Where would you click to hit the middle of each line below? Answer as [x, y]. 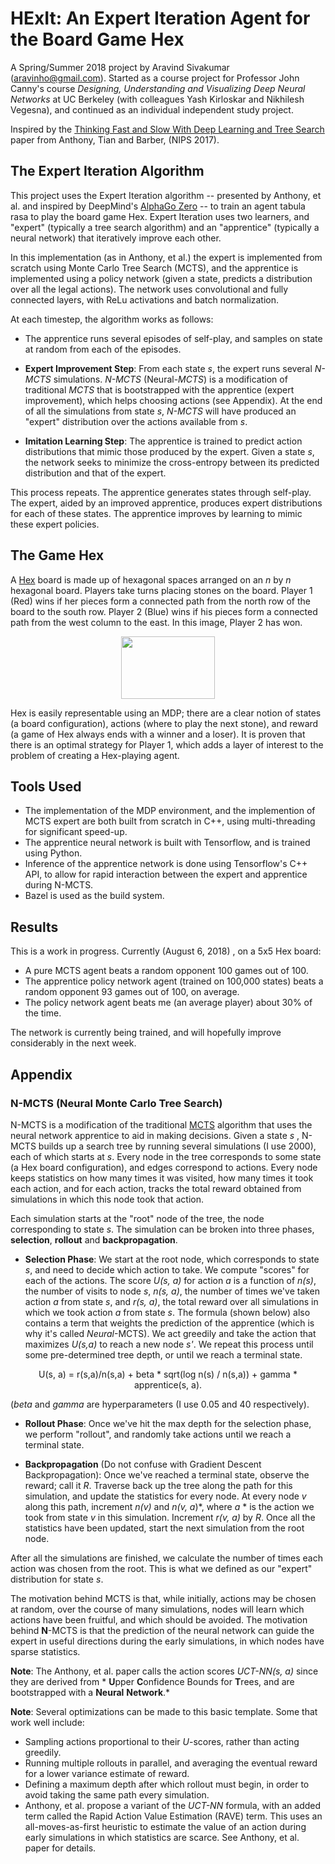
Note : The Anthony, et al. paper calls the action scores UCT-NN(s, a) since [164, 1671]
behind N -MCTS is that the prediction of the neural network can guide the [162, 1630]
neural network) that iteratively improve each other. [116, 238]
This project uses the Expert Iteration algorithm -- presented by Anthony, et [166, 195]
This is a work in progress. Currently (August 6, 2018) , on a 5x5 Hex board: [166, 951]
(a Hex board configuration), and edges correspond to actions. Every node [164, 1167]
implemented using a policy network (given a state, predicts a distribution [161, 278]
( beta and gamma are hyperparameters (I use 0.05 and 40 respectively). [160, 1404]
